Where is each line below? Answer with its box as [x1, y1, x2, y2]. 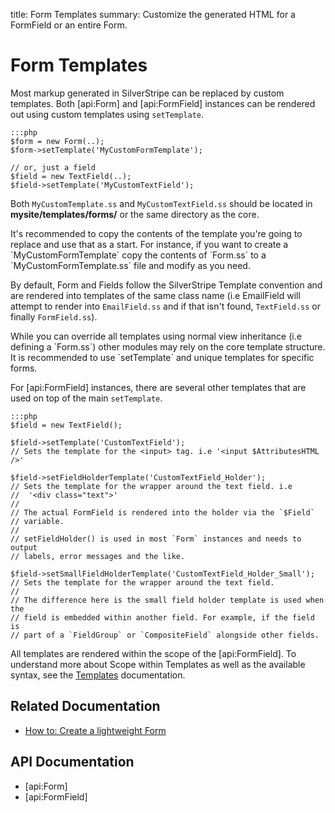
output [10, 542, 38, 553]
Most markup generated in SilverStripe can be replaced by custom [10, 87, 285, 99]
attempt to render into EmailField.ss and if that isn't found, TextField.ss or [10, 300, 321, 312]
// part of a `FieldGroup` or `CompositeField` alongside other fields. [10, 630, 320, 640]
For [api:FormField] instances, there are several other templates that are [10, 381, 307, 393]
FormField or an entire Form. [10, 19, 128, 31]
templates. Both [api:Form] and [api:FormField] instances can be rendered [10, 97, 316, 109]
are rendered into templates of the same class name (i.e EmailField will [10, 289, 301, 301]
